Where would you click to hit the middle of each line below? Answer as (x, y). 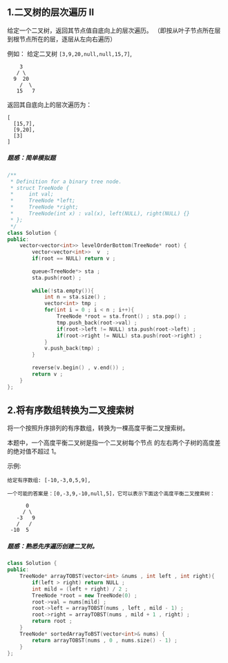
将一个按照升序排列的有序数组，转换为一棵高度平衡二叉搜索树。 (98, 428)
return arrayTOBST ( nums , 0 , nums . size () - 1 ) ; (105, 640)
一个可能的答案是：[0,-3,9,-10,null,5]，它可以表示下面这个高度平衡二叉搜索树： (111, 494)
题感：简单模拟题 (31, 158)
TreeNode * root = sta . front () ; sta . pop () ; (122, 316)
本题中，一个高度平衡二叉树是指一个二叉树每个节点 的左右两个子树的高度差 (114, 443)
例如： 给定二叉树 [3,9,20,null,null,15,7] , (70, 53)
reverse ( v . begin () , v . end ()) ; (79, 368)
